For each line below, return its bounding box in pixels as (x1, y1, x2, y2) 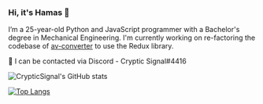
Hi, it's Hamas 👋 (8, 7, 70, 18)
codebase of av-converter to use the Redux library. (8, 41, 174, 51)
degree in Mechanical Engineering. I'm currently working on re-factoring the (8, 33, 256, 42)
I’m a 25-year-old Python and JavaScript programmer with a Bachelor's (8, 25, 240, 34)
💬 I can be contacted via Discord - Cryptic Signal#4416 (8, 56, 187, 66)
